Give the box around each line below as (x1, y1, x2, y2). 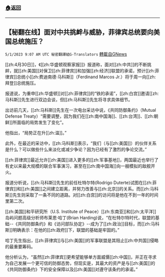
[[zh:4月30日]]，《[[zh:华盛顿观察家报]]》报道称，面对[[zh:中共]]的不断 (5, 62, 147, 67)
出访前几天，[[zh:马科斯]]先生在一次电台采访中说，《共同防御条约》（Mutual (5, 107, 156, 113)
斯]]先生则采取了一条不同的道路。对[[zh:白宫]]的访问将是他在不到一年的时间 (5, 192, 159, 198)
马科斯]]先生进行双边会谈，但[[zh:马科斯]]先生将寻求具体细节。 (5, 97, 133, 103)
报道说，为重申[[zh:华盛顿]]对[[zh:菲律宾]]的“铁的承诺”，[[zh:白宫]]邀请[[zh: (5, 91, 159, 96)
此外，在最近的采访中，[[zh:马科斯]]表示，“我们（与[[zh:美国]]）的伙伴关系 (5, 140, 157, 146)
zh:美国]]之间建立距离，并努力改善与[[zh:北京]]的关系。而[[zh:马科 (24, 186, 159, 192)
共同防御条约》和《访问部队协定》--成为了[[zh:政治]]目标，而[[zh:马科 (17, 221, 160, 227)
